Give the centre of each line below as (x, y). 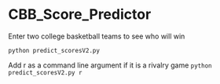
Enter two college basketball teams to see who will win (97, 36)
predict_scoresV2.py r (45, 72)
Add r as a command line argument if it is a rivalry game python (110, 65)
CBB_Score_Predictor (80, 15)
